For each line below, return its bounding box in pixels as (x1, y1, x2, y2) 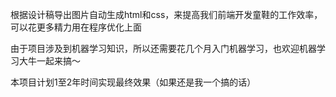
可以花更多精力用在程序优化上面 (10, 21, 142, 33)
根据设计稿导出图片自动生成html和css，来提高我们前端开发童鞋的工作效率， (10, 9, 323, 20)
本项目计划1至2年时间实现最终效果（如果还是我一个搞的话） (10, 76, 257, 88)
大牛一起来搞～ (18, 55, 81, 67)
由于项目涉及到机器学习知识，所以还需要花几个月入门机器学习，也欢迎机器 (10, 43, 317, 54)
